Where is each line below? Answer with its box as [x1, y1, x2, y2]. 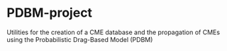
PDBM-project [6, 5, 93, 21]
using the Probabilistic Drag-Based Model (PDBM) [6, 35, 153, 43]
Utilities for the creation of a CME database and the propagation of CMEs [6, 28, 221, 36]
